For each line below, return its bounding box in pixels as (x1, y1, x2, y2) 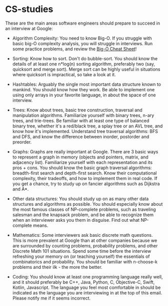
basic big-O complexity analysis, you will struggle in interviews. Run (12, 40, 153, 46)
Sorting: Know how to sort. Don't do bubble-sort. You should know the (12, 55, 158, 61)
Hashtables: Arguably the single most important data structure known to (12, 81, 161, 87)
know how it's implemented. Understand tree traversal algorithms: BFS (12, 128, 158, 134)
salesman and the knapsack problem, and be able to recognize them (12, 212, 154, 218)
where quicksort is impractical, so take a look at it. (12, 71, 116, 77)
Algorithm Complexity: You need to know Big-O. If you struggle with (12, 35, 152, 41)
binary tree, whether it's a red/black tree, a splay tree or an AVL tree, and (12, 123, 163, 129)
